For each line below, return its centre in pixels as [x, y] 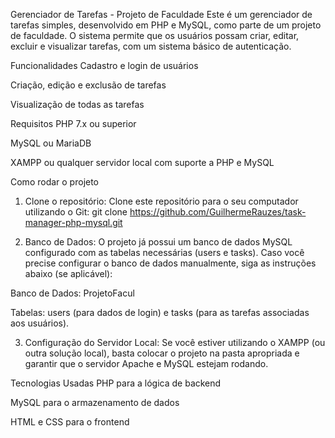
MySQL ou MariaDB [51, 143]
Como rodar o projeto [55, 182]
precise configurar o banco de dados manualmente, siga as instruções [170, 263]
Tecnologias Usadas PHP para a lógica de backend [116, 383]
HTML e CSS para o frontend [70, 422]
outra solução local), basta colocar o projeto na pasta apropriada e [162, 353]
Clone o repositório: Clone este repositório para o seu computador [161, 201]
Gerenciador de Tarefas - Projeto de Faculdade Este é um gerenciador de [161, 14]
